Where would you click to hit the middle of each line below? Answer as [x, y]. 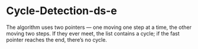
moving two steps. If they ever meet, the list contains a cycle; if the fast [93, 33]
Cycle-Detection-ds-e [61, 11]
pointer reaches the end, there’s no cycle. [57, 40]
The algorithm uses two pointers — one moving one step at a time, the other [99, 27]
